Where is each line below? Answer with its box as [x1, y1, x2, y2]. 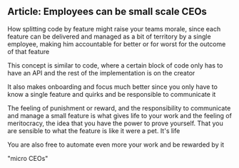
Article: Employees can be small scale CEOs [7, 6, 207, 18]
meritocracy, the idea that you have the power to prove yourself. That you [7, 119, 223, 127]
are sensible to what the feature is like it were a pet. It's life [7, 126, 180, 135]
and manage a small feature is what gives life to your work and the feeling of [7, 111, 232, 120]
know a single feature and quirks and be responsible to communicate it [7, 90, 216, 98]
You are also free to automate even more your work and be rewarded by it [7, 140, 225, 149]
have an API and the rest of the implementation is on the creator [7, 68, 195, 77]
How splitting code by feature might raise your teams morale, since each [7, 24, 221, 33]
